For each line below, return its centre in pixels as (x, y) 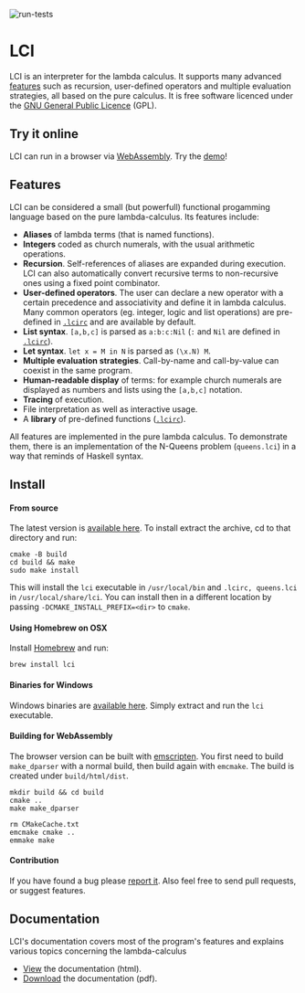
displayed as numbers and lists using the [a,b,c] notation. (132, 389)
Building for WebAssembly (61, 736)
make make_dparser (44, 808)
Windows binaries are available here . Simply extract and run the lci (137, 705)
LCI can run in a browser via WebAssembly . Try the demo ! (119, 156)
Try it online (44, 134)
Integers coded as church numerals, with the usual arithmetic (139, 244)
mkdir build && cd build (57, 792)
